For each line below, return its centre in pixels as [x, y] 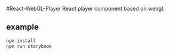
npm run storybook [29, 46]
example [23, 27]
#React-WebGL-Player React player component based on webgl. [86, 9]
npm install [21, 41]
